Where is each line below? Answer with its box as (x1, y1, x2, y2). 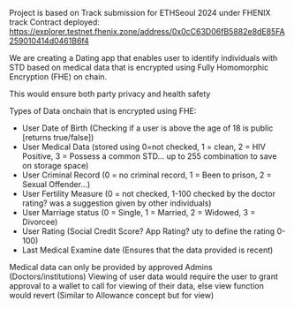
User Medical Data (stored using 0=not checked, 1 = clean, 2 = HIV (21, 141, 267, 152)
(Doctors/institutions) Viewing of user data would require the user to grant (9, 271, 278, 282)
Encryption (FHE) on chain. (9, 72, 108, 82)
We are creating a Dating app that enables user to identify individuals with (9, 53, 278, 63)
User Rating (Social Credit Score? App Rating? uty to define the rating (21, 226, 275, 237)
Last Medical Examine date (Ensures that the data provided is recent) (21, 245, 274, 255)
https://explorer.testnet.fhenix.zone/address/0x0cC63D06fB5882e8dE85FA (9, 26, 285, 36)
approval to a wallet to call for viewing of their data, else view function (9, 281, 265, 290)
